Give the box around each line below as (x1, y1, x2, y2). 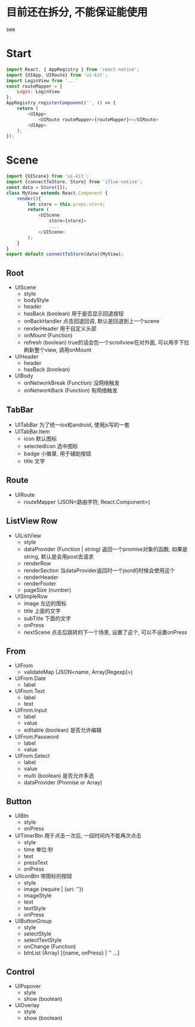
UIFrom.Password (14, 733, 59, 741)
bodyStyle (23, 297, 49, 304)
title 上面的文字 (23, 607, 61, 614)
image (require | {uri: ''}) (23, 886, 83, 893)
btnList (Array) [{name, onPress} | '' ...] (23, 949, 120, 956)
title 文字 (23, 457, 45, 464)
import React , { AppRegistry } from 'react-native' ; (6, 67, 140, 73)
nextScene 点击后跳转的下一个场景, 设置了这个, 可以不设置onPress (23, 629, 188, 636)
